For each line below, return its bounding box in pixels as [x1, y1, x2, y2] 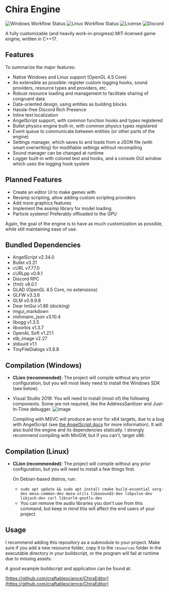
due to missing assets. [5, 555, 52, 561]
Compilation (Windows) [5, 361, 82, 370]
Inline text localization [12, 112, 58, 118]
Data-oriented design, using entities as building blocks [12, 101, 127, 107]
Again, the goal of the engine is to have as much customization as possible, [5, 220, 163, 226]
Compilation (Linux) [5, 447, 70, 456]
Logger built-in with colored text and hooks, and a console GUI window [12, 155, 162, 161]
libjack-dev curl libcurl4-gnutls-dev [20, 496, 103, 501]
